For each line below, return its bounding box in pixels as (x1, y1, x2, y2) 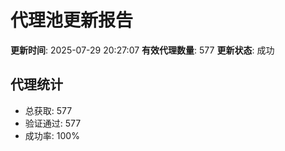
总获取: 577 (24, 104, 73, 116)
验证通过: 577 (24, 117, 82, 129)
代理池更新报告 (10, 9, 134, 32)
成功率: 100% (24, 129, 80, 141)
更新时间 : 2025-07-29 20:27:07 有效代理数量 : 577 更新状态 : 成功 (10, 44, 275, 56)
